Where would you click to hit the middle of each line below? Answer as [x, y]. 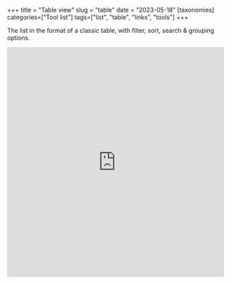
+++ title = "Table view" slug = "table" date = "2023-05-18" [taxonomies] [111, 10]
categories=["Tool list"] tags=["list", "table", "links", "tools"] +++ [98, 17]
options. [19, 38]
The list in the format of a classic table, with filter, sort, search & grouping [111, 31]
